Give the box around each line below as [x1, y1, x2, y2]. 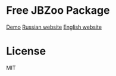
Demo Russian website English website [6, 23, 102, 31]
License [6, 44, 46, 58]
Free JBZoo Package [6, 4, 110, 17]
